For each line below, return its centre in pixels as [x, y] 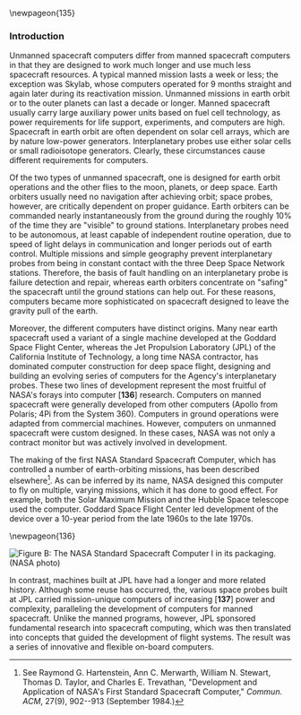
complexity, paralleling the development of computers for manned [131, 608]
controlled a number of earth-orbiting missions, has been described [134, 469]
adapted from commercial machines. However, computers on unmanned [143, 424]
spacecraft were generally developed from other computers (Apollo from [144, 405]
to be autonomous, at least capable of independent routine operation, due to [150, 235]
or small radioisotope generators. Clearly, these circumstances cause [138, 151]
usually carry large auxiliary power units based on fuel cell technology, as [145, 113]
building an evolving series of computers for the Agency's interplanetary [143, 376]
